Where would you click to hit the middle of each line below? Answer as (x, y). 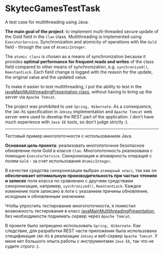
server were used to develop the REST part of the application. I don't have (80, 117)
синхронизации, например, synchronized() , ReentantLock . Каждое (73, 186)
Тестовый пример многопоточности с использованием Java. (69, 136)
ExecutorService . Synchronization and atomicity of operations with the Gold (81, 41)
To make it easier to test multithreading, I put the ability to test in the (73, 86)
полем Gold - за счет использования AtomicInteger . (58, 161)
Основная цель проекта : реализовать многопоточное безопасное (75, 145)
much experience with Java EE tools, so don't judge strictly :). (67, 122)
